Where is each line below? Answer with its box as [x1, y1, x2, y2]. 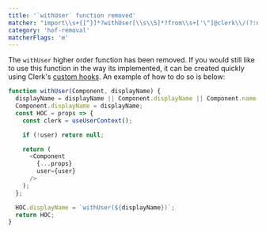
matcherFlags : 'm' [8, 33, 69, 42]
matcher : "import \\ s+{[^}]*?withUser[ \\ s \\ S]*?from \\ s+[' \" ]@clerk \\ [8, 19, 243, 27]
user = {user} [36, 167, 77, 175]
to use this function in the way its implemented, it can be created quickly [8, 64, 245, 73]
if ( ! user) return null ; [22, 131, 104, 139]
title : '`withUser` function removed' [8, 11, 136, 20]
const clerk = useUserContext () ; [22, 116, 133, 125]
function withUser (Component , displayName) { [8, 88, 161, 96]
